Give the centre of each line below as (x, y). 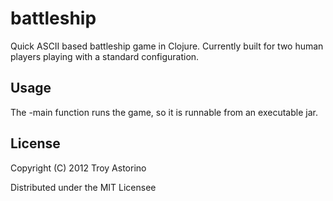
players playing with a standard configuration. (105, 56)
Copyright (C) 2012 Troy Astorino (78, 168)
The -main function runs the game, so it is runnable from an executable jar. (164, 112)
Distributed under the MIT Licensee (83, 187)
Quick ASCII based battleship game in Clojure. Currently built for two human (167, 46)
